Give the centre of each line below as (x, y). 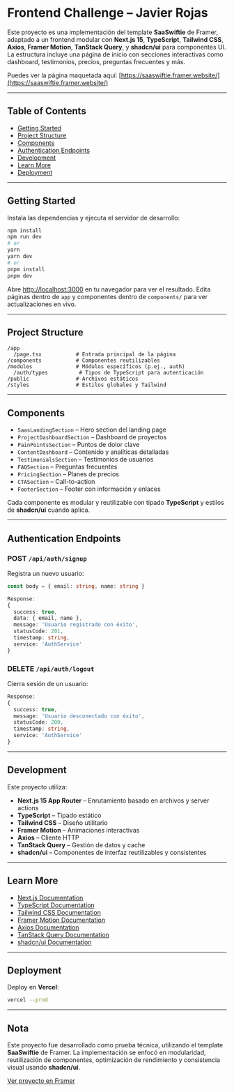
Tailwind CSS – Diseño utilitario (62, 822)
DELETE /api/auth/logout (51, 669)
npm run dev (24, 237)
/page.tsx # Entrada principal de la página (95, 355)
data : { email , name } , (48, 619)
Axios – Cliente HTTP (48, 837)
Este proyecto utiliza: (37, 787)
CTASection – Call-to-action (56, 482)
